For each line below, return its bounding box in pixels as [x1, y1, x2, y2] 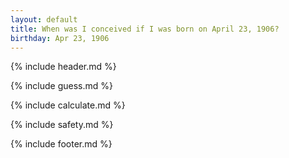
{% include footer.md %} [10, 138, 113, 150]
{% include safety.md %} [10, 119, 114, 131]
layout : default [10, 14, 78, 25]
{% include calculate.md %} [10, 99, 126, 111]
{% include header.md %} [10, 61, 117, 73]
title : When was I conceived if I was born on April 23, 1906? [10, 24, 280, 34]
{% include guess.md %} [10, 80, 113, 92]
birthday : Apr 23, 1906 [10, 33, 110, 43]
